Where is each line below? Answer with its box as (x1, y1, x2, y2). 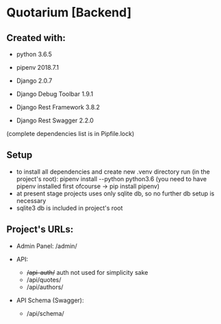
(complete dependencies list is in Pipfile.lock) (6, 130, 135, 137)
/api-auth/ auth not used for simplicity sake (26, 268, 148, 276)
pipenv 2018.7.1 (16, 64, 60, 71)
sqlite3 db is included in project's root (16, 204, 123, 212)
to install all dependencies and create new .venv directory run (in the (16, 167, 210, 176)
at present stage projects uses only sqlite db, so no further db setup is (16, 189, 215, 198)
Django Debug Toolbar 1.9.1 (16, 90, 94, 98)
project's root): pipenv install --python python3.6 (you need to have (16, 174, 207, 183)
